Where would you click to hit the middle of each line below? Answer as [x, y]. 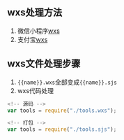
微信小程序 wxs [39, 31]
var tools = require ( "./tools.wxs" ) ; [62, 111]
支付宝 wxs [32, 39]
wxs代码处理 [36, 90]
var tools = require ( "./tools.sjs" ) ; [62, 129]
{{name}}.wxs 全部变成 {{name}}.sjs [67, 82]
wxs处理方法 [35, 13]
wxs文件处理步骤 [44, 64]
